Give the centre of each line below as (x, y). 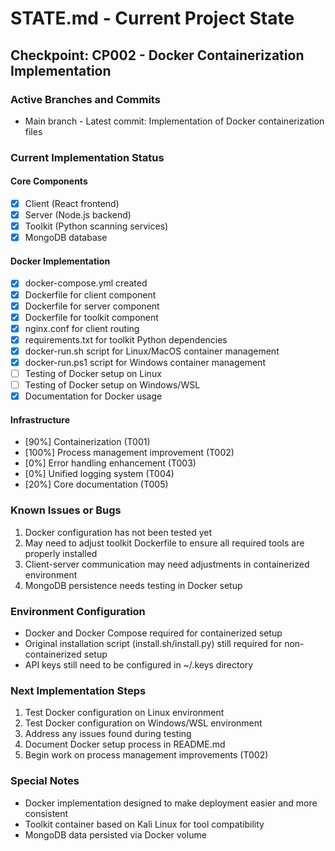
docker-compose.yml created (86, 283)
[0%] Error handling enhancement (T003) (110, 463)
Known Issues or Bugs (66, 510)
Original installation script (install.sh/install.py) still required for (153, 643)
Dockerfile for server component (92, 306)
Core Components (49, 181)
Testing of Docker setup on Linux (93, 373)
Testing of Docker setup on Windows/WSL (112, 385)
